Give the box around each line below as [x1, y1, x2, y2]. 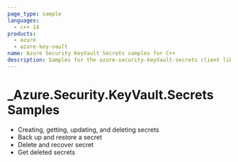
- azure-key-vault [13, 43, 69, 50]
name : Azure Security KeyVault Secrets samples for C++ [7, 50, 176, 57]
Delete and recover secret [17, 140, 94, 149]
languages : [7, 17, 40, 24]
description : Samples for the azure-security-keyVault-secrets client [7, 57, 220, 64]
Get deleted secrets [17, 148, 76, 156]
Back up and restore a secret [17, 132, 103, 141]
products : [7, 30, 37, 37]
